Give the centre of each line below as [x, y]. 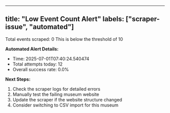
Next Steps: [18, 79]
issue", [16, 27]
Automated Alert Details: [32, 49]
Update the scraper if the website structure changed [67, 99]
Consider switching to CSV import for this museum [66, 105]
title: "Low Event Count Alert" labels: [65, 19]
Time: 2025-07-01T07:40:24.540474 [51, 59]
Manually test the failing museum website [56, 94]
